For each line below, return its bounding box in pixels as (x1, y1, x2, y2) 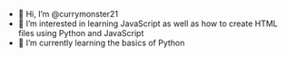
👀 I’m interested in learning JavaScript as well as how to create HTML (17, 18, 279, 29)
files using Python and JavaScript (17, 28, 144, 38)
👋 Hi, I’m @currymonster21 (17, 9, 119, 19)
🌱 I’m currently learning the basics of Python (17, 37, 185, 48)
